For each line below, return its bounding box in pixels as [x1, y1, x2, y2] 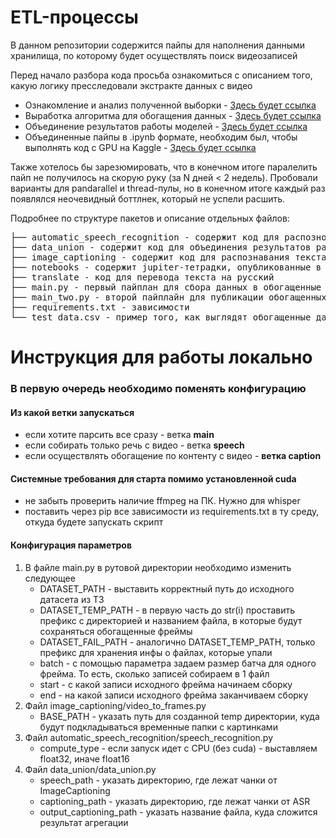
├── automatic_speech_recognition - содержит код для [10, 231, 280, 243]
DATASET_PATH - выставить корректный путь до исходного [39, 582, 295, 595]
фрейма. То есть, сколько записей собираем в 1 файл [39, 667, 270, 680]
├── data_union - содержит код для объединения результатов [10, 241, 312, 253]
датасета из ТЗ [39, 593, 105, 605]
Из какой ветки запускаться [10, 406, 135, 418]
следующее [24, 572, 76, 584]
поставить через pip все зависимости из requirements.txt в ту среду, [24, 506, 320, 518]
